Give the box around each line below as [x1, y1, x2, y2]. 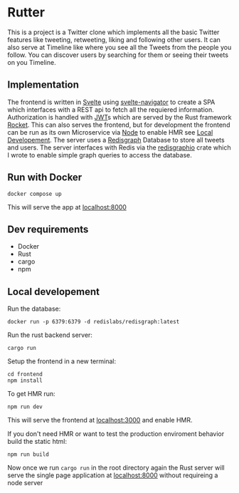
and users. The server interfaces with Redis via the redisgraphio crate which [7, 143, 231, 152]
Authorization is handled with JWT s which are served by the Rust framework [7, 113, 232, 121]
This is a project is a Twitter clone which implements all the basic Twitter [7, 28, 220, 36]
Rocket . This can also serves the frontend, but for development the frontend [7, 120, 230, 129]
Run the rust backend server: [7, 331, 92, 339]
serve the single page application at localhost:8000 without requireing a [7, 471, 218, 479]
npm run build [7, 451, 50, 458]
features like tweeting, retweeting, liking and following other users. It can [7, 35, 221, 43]
